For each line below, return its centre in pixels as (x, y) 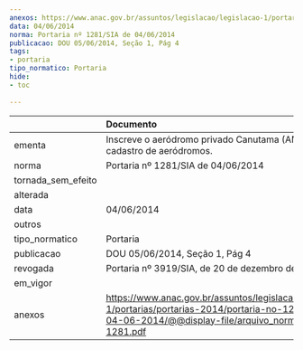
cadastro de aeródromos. (160, 150)
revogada (34, 268)
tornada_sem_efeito (55, 180)
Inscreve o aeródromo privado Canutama (193, 139)
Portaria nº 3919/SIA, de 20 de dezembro (195, 268)
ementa (30, 145)
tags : (19, 52)
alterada (32, 194)
